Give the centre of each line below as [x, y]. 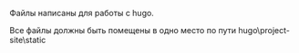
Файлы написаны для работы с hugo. [82, 13]
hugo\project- [264, 30]
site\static [28, 40]
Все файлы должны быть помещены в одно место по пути [123, 30]
